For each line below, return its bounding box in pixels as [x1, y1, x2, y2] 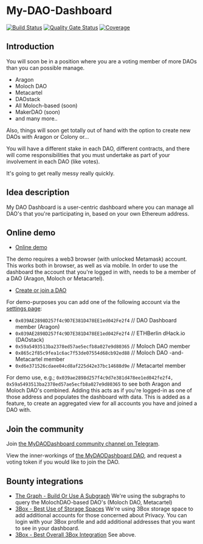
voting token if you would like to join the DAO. [6, 458, 120, 466]
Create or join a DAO [15, 287, 67, 294]
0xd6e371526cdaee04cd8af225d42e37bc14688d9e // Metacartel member [15, 362, 186, 369]
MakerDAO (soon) [15, 108, 61, 116]
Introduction [6, 41, 55, 52]
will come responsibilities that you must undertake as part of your [6, 151, 170, 158]
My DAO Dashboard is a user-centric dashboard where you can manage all [6, 203, 194, 211]
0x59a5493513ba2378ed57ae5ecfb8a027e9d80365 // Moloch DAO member [15, 342, 190, 350]
